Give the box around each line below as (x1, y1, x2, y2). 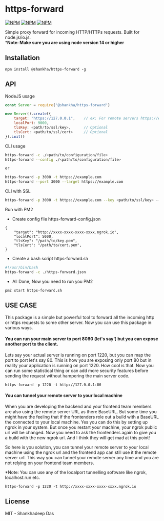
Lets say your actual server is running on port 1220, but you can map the (5, 352, 151, 358)
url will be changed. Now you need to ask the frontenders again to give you (5, 429, 156, 435)
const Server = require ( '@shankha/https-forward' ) (5, 102, 110, 107)
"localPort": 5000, (14, 234, 54, 239)
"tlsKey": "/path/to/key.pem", (14, 238, 78, 243)
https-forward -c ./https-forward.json (5, 270, 86, 274)
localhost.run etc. (5, 474, 41, 480)
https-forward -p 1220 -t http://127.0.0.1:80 (5, 382, 102, 387)
